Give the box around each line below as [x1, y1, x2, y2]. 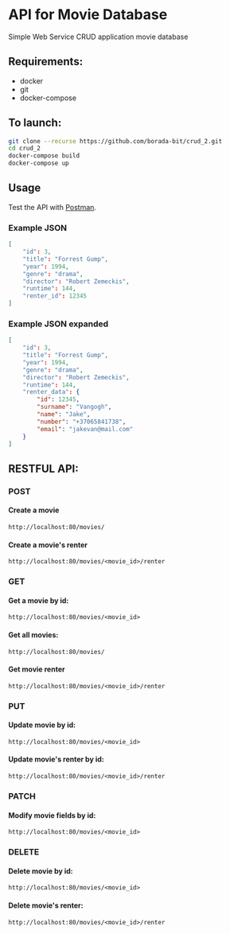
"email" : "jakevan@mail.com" [37, 425, 134, 433]
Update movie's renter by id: [8, 754, 105, 765]
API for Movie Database [8, 6, 168, 24]
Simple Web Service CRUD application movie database [8, 32, 189, 41]
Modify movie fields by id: [8, 810, 96, 820]
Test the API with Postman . [8, 202, 97, 212]
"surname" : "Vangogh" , [37, 403, 112, 411]
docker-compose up [8, 159, 69, 168]
